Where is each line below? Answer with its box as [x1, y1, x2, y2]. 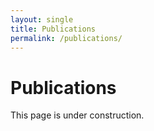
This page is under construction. [10, 109, 145, 121]
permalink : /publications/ [10, 33, 123, 43]
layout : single [10, 14, 74, 25]
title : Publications [10, 24, 97, 34]
